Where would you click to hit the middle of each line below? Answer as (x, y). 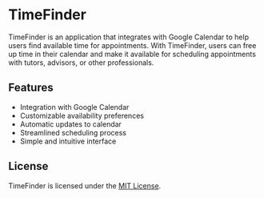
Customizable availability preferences (82, 115)
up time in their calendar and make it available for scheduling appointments (132, 54)
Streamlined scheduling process (73, 132)
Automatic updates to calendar (71, 124)
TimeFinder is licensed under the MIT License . (85, 185)
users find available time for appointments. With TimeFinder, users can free (132, 45)
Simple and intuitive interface (68, 141)
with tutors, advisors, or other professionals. (81, 63)
